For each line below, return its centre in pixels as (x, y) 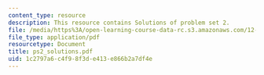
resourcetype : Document (47, 45)
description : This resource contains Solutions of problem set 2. (119, 23)
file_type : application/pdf (54, 37)
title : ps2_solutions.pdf (50, 52)
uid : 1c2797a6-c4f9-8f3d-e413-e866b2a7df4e (81, 59)
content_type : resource (47, 15)
